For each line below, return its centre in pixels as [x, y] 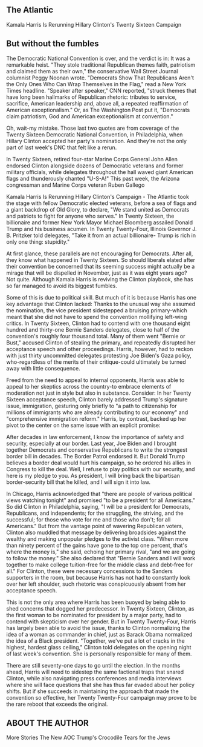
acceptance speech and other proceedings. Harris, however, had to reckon [100, 349]
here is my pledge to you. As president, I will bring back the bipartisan [93, 475]
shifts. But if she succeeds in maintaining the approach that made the [93, 691]
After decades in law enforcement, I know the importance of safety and [95, 437]
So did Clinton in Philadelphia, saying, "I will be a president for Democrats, [98, 506]
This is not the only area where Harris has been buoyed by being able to [96, 602]
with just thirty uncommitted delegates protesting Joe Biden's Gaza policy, [99, 355]
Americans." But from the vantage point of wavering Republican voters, [95, 526]
